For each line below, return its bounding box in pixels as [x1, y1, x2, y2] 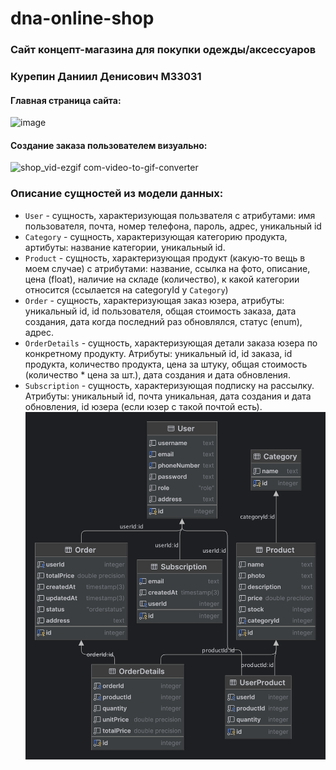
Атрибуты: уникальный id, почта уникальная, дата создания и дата [24, 390, 312, 402]
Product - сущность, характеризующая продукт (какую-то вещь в [24, 252, 306, 264]
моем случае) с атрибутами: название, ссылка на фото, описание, [24, 262, 311, 274]
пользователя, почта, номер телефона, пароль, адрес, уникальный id [24, 220, 322, 232]
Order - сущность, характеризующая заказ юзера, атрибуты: [24, 294, 285, 306]
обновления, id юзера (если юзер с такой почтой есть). [24, 400, 263, 412]
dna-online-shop [10, 7, 155, 30]
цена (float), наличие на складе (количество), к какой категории [24, 273, 300, 285]
